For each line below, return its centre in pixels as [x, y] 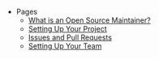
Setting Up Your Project [67, 29]
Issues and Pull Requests [70, 37]
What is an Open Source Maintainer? [90, 20]
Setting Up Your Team [65, 46]
